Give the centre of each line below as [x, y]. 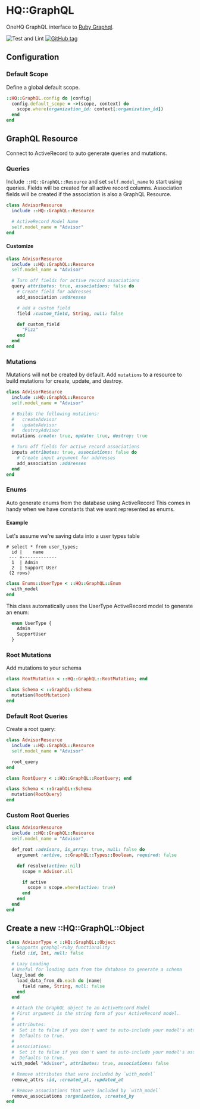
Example [17, 523]
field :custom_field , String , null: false [70, 314]
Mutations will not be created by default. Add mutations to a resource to [94, 375]
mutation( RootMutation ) [41, 695]
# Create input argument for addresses [66, 458]
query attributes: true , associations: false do [73, 286]
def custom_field [38, 324]
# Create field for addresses [54, 292]
